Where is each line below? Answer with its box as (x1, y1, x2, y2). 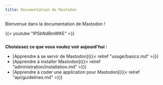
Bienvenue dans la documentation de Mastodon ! (5, 21, 106, 27)
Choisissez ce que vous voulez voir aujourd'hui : (5, 43, 108, 49)
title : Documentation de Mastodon (5, 7, 77, 12)
